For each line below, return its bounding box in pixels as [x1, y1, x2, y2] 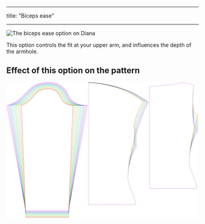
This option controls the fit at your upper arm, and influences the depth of [6, 41, 192, 49]
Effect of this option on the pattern [6, 65, 140, 76]
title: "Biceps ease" [6, 12, 55, 19]
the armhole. [6, 48, 38, 55]
